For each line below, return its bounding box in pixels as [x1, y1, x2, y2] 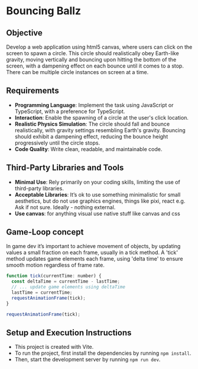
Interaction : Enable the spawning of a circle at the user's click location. [14, 114, 189, 121]
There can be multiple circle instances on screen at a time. [6, 69, 149, 75]
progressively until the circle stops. [14, 139, 100, 146]
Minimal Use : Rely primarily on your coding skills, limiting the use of [14, 178, 180, 185]
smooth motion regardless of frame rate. [6, 262, 105, 269]
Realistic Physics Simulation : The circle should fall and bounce [14, 120, 170, 127]
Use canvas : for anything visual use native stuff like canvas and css [14, 210, 180, 217]
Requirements [6, 86, 59, 96]
